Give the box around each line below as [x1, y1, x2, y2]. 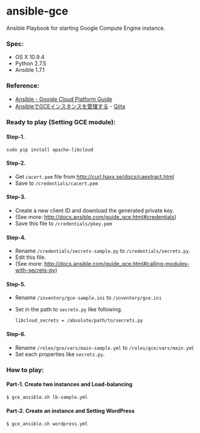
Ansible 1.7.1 [15, 66, 45, 74]
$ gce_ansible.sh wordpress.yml [6, 421, 88, 427]
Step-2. [6, 159, 26, 167]
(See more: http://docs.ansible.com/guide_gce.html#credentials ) [15, 213, 177, 221]
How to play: [6, 365, 44, 374]
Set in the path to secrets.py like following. [15, 306, 122, 313]
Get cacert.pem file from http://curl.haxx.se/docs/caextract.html [15, 173, 175, 180]
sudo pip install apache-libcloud [6, 147, 94, 153]
